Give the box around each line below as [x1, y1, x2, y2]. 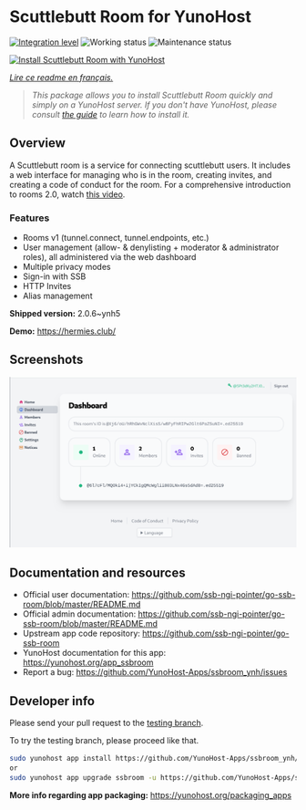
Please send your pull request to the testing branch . [9, 718, 204, 729]
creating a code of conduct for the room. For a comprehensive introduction [9, 179, 291, 190]
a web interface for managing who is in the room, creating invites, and [9, 169, 272, 180]
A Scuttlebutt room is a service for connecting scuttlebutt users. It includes [9, 160, 291, 171]
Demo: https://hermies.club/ [9, 326, 117, 337]
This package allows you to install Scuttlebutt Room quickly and [31, 89, 273, 100]
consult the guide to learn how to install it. [31, 109, 190, 119]
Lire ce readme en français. [9, 71, 114, 83]
